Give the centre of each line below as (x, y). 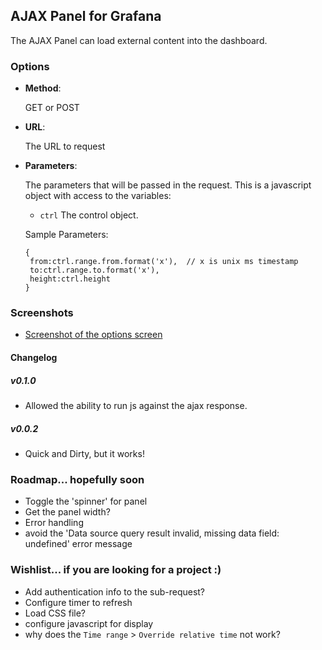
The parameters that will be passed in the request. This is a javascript (168, 185)
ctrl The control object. (89, 215)
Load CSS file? (55, 613)
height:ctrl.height (70, 279)
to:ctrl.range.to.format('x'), (94, 270)
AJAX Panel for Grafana (86, 16)
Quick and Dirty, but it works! (84, 453)
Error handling (54, 523)
